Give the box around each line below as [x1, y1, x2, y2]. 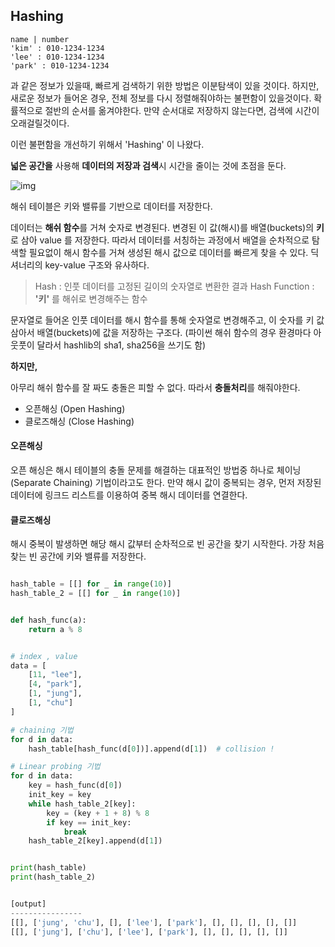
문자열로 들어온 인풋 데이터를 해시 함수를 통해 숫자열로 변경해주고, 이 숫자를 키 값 [10, 314, 325, 326]
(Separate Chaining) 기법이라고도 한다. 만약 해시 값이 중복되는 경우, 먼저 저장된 [10, 477, 322, 489]
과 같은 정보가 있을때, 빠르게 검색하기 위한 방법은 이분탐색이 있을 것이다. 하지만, [10, 79, 320, 91]
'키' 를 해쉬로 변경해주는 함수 [34, 292, 148, 304]
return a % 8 [28, 624, 83, 634]
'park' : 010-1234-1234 [10, 60, 110, 71]
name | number [10, 34, 70, 44]
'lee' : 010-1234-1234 [10, 52, 105, 62]
